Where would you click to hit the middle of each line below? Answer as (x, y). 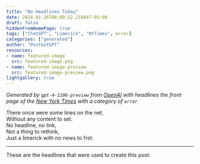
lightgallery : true (30, 78)
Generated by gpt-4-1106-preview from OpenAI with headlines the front (94, 95)
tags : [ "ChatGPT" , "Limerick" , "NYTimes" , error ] (69, 34)
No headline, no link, (31, 125)
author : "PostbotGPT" (33, 45)
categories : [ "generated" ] (40, 39)
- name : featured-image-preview (46, 67)
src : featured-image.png (42, 61)
